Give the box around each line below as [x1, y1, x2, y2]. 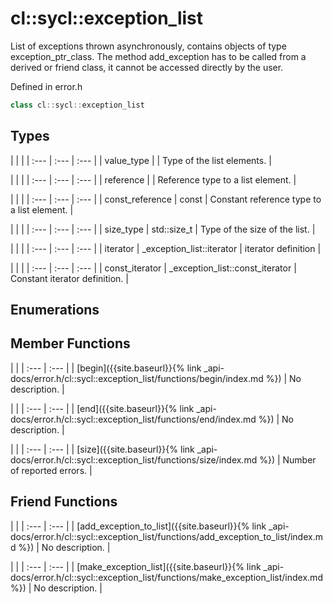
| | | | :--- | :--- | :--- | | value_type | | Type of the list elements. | [10, 154, 272, 166]
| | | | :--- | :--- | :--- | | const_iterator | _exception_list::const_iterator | [10, 262, 297, 274]
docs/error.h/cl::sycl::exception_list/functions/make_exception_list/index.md [10, 571, 323, 583]
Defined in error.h [10, 80, 83, 92]
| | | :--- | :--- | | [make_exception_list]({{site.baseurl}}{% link [10, 560, 262, 572]
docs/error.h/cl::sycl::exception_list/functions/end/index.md [10, 413, 257, 425]
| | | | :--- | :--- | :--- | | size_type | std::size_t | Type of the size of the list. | [10, 223, 316, 235]
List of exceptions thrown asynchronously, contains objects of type [10, 40, 287, 52]
